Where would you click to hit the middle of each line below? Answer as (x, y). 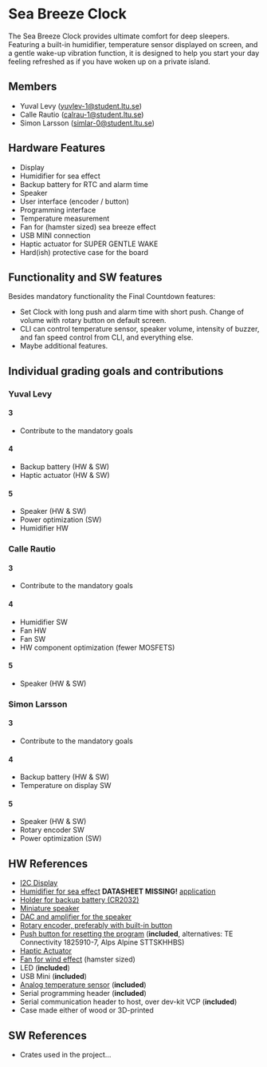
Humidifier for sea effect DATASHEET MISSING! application (118, 891)
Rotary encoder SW (52, 830)
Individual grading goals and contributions (116, 371)
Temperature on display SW (65, 786)
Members (33, 87)
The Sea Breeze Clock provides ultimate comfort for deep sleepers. (119, 36)
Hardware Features (57, 148)
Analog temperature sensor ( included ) (83, 985)
